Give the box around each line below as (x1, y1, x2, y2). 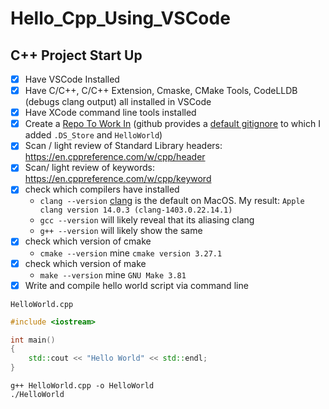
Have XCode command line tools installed (24, 107, 197, 119)
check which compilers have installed (24, 183, 180, 196)
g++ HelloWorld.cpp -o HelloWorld (10, 381, 155, 391)
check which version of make (24, 257, 147, 269)
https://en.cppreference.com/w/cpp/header (24, 151, 206, 163)
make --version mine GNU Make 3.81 (39, 268, 187, 281)
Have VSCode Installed (24, 73, 120, 85)
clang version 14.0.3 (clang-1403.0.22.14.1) (39, 205, 233, 216)
